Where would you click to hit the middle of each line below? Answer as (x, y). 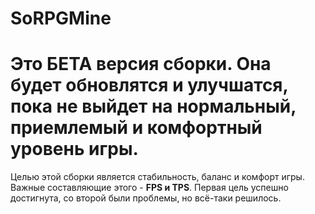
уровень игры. (74, 149)
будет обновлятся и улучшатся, (149, 85)
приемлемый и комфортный (136, 128)
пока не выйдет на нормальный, (153, 106)
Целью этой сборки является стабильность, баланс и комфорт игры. (157, 177)
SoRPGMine (61, 18)
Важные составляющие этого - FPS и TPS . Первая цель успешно (149, 188)
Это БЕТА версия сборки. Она (141, 64)
